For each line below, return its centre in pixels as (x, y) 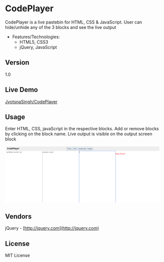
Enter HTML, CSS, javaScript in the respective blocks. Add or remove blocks (82, 129)
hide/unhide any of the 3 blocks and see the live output (61, 27)
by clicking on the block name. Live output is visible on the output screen (79, 134)
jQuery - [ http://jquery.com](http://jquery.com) (52, 228)
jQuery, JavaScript (38, 47)
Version (17, 62)
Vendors (18, 216)
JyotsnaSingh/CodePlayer (31, 101)
